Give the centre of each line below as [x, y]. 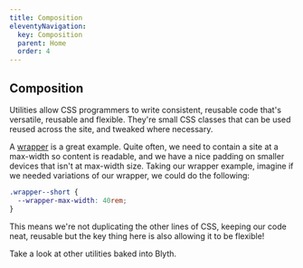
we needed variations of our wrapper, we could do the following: [130, 175]
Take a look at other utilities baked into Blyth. [93, 254]
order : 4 [34, 52]
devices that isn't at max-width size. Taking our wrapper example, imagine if [151, 166]
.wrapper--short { [44, 192]
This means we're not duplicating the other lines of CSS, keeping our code [148, 226]
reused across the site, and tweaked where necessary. [111, 129]
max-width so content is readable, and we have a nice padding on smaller [147, 156]
